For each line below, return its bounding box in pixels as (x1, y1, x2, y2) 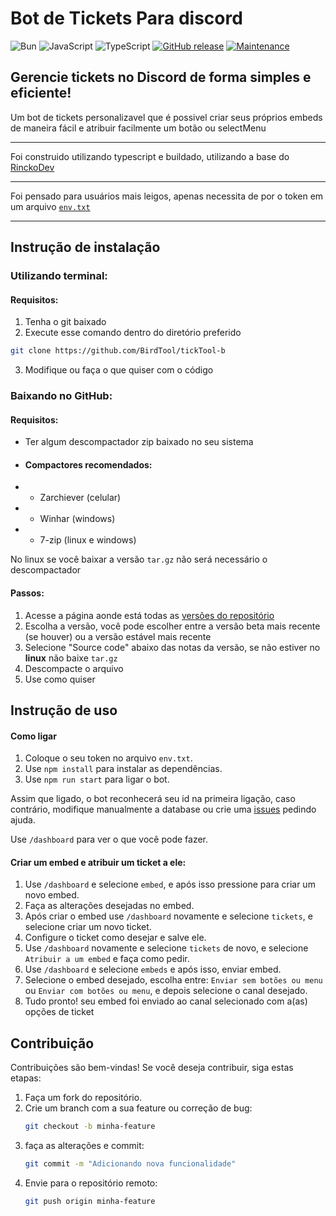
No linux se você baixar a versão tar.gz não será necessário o (10, 553, 268, 566)
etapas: (10, 1072, 42, 1084)
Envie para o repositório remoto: (24, 1177, 158, 1189)
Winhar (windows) (39, 513, 116, 525)
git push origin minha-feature (24, 1197, 156, 1207)
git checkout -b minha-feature (24, 1122, 156, 1132)
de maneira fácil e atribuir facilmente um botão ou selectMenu (10, 122, 267, 134)
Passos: (10, 587, 45, 599)
